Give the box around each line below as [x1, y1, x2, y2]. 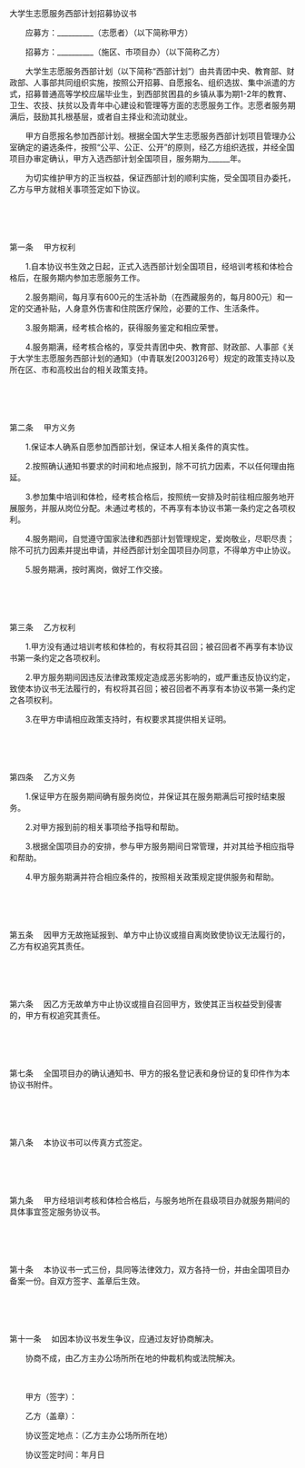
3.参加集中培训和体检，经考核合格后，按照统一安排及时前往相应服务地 [25, 491, 288, 502]
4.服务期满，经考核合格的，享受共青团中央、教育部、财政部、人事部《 [25, 341, 288, 352]
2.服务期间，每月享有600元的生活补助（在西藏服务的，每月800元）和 [25, 291, 286, 302]
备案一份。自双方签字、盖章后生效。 [9, 1276, 145, 1286]
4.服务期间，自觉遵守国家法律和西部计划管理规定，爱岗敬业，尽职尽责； [25, 534, 295, 544]
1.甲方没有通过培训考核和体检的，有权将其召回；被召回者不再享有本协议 [25, 641, 293, 652]
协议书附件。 [9, 1079, 57, 1089]
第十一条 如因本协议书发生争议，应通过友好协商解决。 [9, 1334, 219, 1344]
